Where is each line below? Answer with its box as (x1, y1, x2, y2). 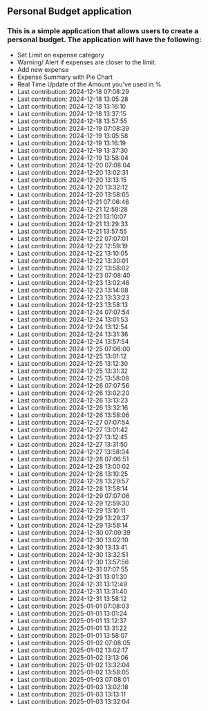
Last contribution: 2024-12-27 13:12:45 (17, 432, 128, 441)
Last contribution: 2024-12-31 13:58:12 (17, 594, 127, 602)
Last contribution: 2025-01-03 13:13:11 (17, 690, 126, 698)
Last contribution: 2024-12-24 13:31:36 (17, 330, 129, 338)
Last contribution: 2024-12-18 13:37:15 (17, 109, 126, 118)
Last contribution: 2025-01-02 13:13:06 (17, 653, 129, 661)
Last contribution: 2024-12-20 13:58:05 (17, 190, 130, 198)
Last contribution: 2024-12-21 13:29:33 (17, 219, 129, 228)
